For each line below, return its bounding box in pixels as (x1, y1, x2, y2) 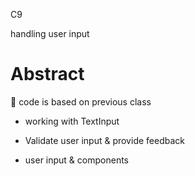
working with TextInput (24, 115, 120, 127)
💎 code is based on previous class (10, 95, 152, 108)
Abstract (10, 63, 85, 86)
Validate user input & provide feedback (24, 134, 185, 146)
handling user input (10, 28, 90, 39)
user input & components (24, 154, 129, 166)
